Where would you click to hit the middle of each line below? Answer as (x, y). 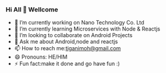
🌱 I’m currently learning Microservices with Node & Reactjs (87, 29)
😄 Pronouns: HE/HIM (41, 57)
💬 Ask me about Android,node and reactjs (66, 42)
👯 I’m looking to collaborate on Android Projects (73, 35)
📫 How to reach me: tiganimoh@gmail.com (68, 48)
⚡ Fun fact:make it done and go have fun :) (67, 64)
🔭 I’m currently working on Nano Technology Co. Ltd (79, 23)
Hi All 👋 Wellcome (32, 10)
